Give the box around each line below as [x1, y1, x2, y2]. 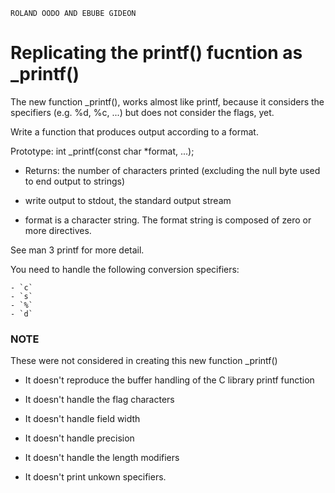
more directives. [24, 224, 92, 236]
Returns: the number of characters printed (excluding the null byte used [24, 164, 321, 176]
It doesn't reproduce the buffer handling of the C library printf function [24, 374, 315, 386]
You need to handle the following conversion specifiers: [10, 263, 240, 275]
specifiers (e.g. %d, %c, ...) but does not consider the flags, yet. [10, 106, 275, 118]
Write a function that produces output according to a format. [10, 125, 259, 138]
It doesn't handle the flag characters [24, 394, 175, 406]
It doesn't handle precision [24, 432, 135, 444]
